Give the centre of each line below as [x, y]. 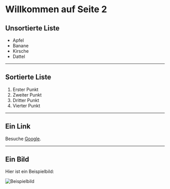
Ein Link [18, 126]
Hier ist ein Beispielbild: [30, 172]
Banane [20, 46]
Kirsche [20, 51]
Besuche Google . [23, 139]
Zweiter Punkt [27, 94]
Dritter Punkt [26, 100]
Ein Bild [17, 159]
